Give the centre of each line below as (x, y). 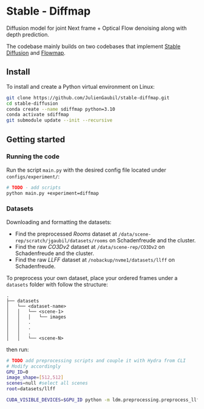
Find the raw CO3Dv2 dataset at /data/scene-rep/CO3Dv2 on (90, 246)
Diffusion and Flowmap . (36, 52)
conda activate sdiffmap (38, 115)
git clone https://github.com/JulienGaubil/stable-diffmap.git (88, 98)
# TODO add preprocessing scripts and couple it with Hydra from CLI (96, 360)
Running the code (33, 156)
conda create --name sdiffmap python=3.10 (61, 109)
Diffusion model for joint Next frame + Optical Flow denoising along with (97, 28)
